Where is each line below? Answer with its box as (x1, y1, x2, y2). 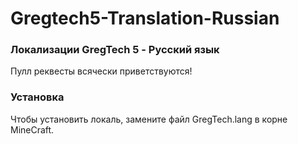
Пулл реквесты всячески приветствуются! (10, 65, 193, 77)
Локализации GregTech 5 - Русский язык (10, 43, 220, 57)
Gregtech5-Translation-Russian (10, 7, 280, 30)
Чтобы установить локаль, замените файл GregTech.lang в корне (10, 113, 288, 125)
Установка (10, 90, 65, 104)
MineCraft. (10, 123, 55, 136)
